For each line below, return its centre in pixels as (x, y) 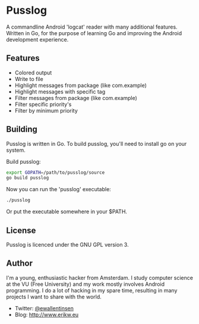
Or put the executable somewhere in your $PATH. (67, 211)
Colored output (33, 73)
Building (22, 130)
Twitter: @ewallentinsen (44, 308)
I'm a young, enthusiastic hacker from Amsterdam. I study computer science (99, 278)
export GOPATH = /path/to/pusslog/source (56, 172)
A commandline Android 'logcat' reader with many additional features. (92, 27)
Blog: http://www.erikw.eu (47, 314)
